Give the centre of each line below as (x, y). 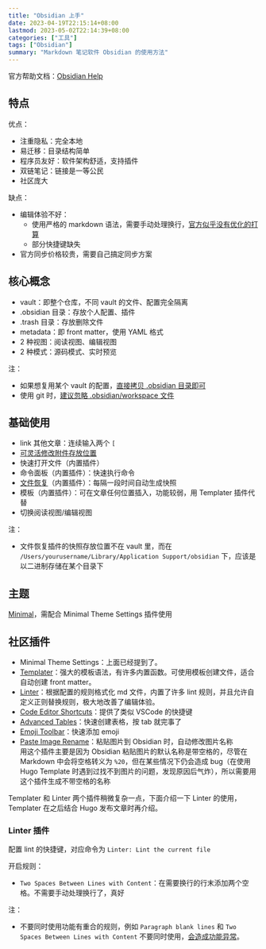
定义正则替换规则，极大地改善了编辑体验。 (89, 702)
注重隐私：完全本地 (51, 140)
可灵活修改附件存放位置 (58, 453)
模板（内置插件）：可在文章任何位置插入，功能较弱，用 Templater (126, 493)
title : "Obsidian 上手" (46, 15)
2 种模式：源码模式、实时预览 (68, 352)
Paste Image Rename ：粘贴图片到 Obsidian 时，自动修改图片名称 (126, 742)
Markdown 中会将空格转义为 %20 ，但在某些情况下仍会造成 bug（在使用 (135, 762)
